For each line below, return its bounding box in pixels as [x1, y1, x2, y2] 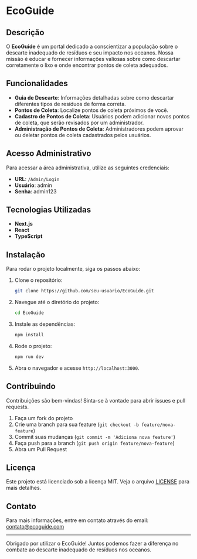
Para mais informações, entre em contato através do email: [6, 517, 148, 524]
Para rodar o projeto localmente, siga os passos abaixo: [6, 265, 141, 272]
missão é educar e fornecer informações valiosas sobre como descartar [6, 56, 181, 62]
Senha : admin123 [14, 188, 57, 195]
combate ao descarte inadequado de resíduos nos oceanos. [6, 546, 151, 553]
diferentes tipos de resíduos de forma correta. [14, 100, 126, 107]
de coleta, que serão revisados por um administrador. [14, 119, 144, 126]
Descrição [6, 28, 45, 38]
